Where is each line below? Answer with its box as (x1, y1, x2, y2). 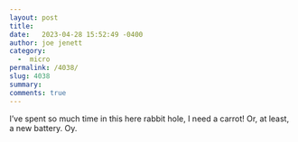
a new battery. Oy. (9, 122, 78, 133)
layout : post (9, 13, 59, 22)
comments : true (9, 88, 67, 97)
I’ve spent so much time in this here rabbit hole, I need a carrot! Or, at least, (9, 113, 290, 124)
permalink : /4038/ (9, 64, 79, 73)
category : (9, 47, 47, 56)
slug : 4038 (9, 72, 51, 81)
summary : (9, 80, 42, 89)
